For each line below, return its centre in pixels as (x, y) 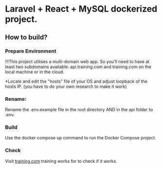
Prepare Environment (31, 51)
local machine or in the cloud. (35, 72)
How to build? (26, 37)
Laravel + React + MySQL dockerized (81, 9)
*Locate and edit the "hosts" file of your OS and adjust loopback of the (76, 81)
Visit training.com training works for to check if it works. (61, 161)
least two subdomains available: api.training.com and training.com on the (78, 67)
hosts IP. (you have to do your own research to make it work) (66, 86)
